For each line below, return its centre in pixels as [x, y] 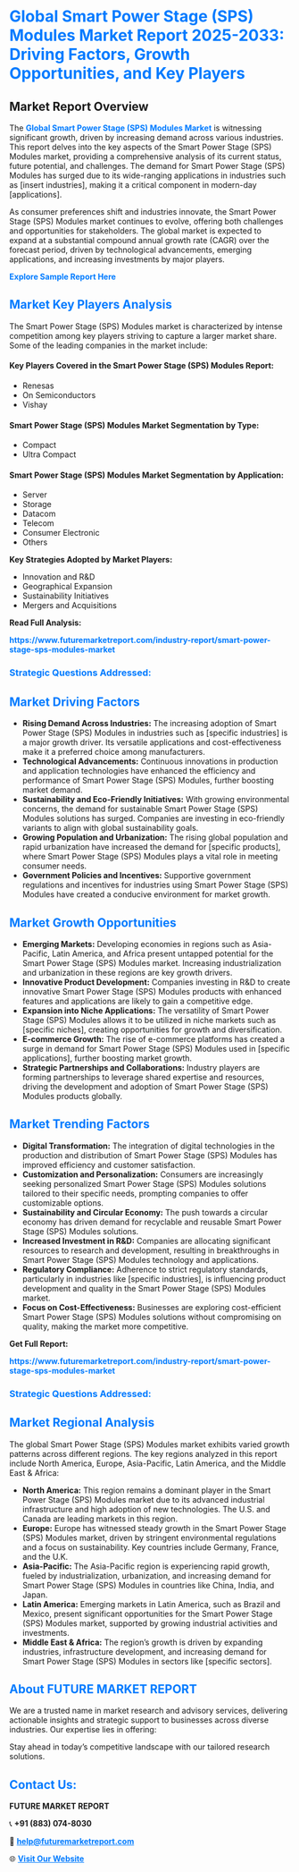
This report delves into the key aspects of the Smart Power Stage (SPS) [141, 147]
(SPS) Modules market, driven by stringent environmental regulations [149, 1537]
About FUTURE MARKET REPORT [104, 1689]
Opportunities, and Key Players [127, 74]
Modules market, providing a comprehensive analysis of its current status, [145, 157]
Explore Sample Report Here [62, 276]
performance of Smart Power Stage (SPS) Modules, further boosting [148, 781]
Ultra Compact [49, 454]
